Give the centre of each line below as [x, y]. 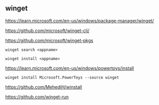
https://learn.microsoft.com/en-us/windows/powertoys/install [70, 68]
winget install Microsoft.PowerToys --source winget [62, 77]
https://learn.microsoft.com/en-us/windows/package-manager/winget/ [80, 20]
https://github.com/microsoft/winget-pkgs [49, 40]
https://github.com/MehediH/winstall [44, 87]
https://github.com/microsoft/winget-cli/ [47, 31]
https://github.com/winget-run [37, 97]
